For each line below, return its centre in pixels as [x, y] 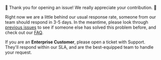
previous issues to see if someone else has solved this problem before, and [81, 27]
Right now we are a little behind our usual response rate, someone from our [81, 17]
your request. [18, 52]
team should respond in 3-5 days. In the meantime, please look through [77, 22]
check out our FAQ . [24, 32]
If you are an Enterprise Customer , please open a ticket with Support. [75, 42]
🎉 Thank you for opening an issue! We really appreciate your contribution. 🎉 [81, 8]
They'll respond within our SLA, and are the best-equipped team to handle [79, 47]
